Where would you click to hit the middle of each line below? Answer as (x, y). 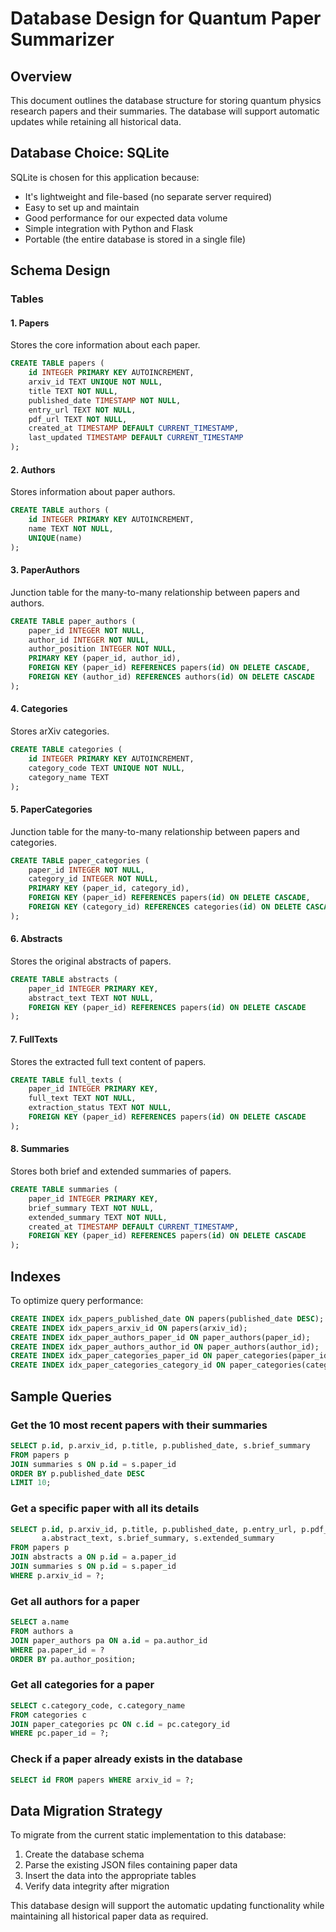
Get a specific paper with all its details (105, 1509)
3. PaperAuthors (45, 570)
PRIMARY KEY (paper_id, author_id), (105, 658)
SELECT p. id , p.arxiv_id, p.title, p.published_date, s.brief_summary (160, 1445)
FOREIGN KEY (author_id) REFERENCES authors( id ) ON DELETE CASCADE (171, 677)
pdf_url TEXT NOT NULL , (78, 419)
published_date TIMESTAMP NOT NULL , (105, 400)
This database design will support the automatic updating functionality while (167, 1906)
